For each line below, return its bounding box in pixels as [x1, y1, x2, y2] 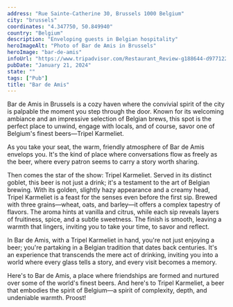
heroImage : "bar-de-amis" [7, 49, 82, 56]
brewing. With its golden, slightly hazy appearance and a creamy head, [7, 186, 210, 194]
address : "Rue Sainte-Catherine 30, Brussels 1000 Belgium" [7, 10, 185, 17]
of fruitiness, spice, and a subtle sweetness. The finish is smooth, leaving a [7, 216, 222, 224]
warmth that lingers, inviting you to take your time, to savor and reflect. [7, 222, 210, 231]
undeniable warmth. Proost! [7, 294, 87, 302]
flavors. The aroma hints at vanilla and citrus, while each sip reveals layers [7, 208, 220, 216]
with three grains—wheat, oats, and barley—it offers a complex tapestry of [7, 200, 221, 209]
